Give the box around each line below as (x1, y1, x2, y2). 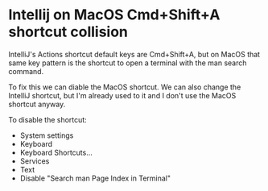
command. (8, 66, 44, 76)
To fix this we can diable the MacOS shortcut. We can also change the (8, 82, 241, 92)
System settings (19, 131, 74, 140)
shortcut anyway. (8, 99, 66, 109)
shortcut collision (8, 23, 129, 41)
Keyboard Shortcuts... (19, 147, 93, 157)
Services (19, 156, 50, 166)
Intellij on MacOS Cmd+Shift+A (8, 6, 221, 24)
